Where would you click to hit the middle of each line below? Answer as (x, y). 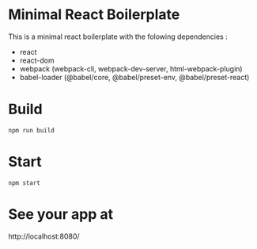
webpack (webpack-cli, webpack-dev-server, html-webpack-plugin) (131, 68)
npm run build (32, 130)
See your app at (61, 214)
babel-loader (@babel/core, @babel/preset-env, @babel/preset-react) (134, 77)
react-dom (37, 60)
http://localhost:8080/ (44, 236)
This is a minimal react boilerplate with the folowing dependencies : (118, 36)
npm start (25, 183)
